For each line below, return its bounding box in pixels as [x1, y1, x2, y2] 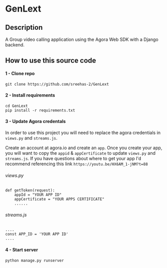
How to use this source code [5, 56, 97, 65]
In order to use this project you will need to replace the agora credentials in [5, 129, 161, 136]
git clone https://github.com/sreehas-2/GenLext [5, 82, 109, 87]
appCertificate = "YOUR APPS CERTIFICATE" [14, 197, 105, 202]
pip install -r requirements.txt [5, 108, 75, 113]
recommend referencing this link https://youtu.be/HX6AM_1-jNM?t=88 [5, 161, 148, 167]
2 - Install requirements [5, 92, 55, 98]
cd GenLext [5, 103, 28, 108]
